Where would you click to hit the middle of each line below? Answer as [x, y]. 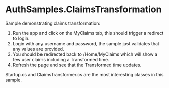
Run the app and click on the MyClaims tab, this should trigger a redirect [88, 33]
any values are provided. [38, 49]
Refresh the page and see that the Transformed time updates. [77, 65]
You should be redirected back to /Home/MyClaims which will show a [85, 54]
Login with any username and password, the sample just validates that [86, 43]
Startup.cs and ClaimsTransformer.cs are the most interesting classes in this [85, 74]
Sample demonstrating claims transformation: [53, 23]
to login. [21, 38]
